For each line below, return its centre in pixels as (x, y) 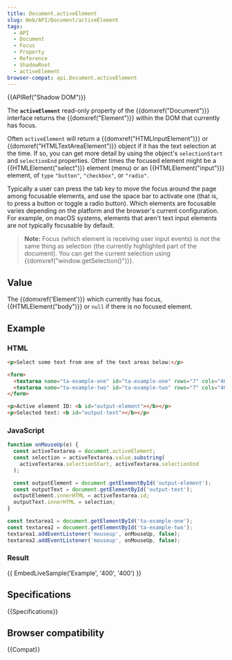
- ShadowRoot (32, 65)
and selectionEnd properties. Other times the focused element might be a (112, 161)
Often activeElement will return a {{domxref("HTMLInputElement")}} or (108, 139)
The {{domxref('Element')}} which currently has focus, (85, 299)
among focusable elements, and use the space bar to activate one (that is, (113, 196)
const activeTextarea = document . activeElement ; (85, 452)
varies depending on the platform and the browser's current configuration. (113, 211)
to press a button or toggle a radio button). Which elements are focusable (112, 204)
